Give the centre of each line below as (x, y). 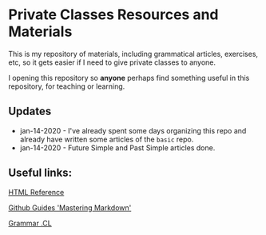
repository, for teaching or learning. (67, 86)
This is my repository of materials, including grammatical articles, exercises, (133, 54)
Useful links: (40, 173)
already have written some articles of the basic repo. (107, 139)
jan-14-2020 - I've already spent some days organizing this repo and (133, 130)
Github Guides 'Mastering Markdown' (70, 207)
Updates (30, 112)
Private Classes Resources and (113, 15)
